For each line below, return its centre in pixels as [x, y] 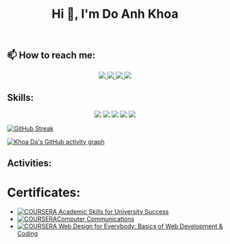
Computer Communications [96, 219]
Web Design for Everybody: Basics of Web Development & [141, 226]
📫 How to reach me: [51, 55]
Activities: [29, 163]
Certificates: [44, 193]
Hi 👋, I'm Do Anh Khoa [115, 14]
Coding [27, 233]
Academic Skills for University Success [114, 211]
